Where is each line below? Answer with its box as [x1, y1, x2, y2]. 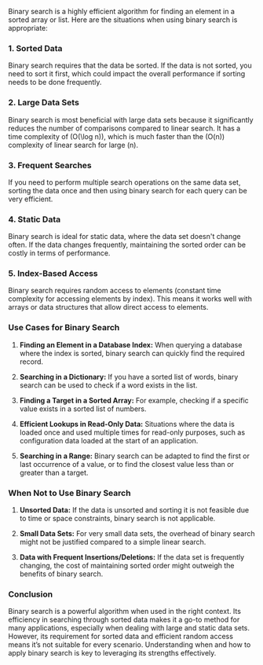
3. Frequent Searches [8, 160, 92, 171]
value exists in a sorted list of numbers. [19, 404, 147, 413]
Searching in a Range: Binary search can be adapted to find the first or [19, 451, 250, 461]
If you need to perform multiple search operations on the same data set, [8, 177, 241, 187]
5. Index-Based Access [8, 268, 98, 279]
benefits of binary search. [19, 569, 104, 579]
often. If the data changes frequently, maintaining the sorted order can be [8, 240, 246, 250]
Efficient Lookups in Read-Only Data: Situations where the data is [19, 419, 236, 428]
